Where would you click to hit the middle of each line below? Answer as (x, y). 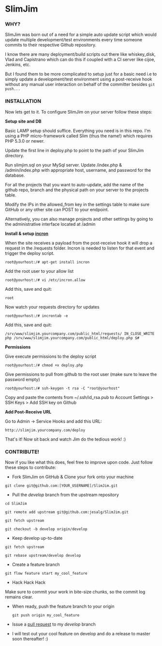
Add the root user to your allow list (39, 271)
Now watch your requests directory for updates (52, 307)
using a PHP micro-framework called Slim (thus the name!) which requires (79, 136)
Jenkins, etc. (18, 65)
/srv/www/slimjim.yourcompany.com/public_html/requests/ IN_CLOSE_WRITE (80, 333)
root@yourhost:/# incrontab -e (37, 316)
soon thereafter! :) (30, 639)
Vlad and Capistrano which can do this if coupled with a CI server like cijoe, (80, 60)
